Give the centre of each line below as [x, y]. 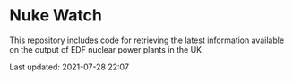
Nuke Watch [56, 16]
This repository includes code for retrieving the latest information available [147, 40]
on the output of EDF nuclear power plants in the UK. [107, 49]
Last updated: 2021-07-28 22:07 [69, 67]
